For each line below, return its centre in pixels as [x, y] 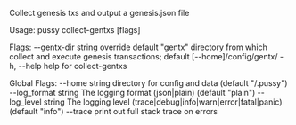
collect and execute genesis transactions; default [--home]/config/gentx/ [144, 56]
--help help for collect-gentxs [73, 66]
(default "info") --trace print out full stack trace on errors [114, 111]
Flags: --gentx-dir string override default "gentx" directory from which [138, 47]
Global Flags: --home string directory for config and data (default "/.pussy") [148, 83]
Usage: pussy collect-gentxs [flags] [75, 30]
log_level [25, 102]
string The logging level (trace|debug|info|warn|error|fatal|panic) [163, 102]
